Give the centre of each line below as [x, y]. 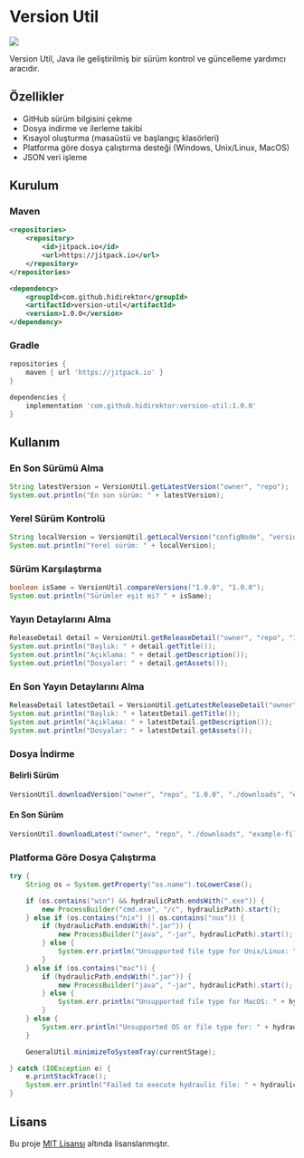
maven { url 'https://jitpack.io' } [95, 373]
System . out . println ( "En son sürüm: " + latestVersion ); [117, 495]
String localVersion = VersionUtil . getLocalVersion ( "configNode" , [137, 537]
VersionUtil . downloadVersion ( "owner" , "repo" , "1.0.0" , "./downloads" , [147, 794]
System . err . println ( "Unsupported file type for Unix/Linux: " [177, 952]
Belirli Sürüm [34, 775]
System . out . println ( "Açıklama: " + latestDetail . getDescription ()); [141, 722]
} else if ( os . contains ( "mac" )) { [90, 968]
